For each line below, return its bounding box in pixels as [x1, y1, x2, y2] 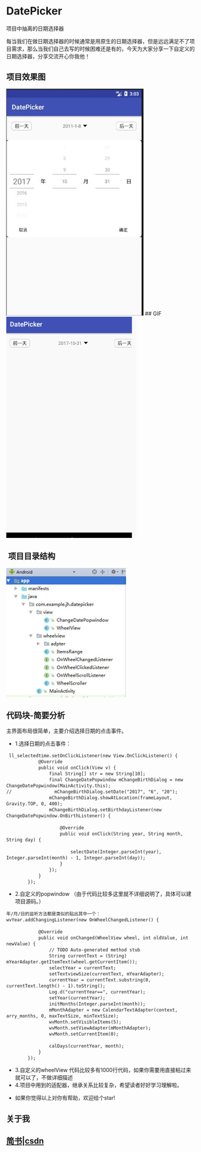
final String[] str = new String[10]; [48, 771, 146, 777]
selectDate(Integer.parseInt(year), [70, 849, 162, 855]
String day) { [6, 837, 42, 843]
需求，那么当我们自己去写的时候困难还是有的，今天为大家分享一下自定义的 [11, 45, 195, 52]
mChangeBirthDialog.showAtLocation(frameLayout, [48, 795, 172, 801]
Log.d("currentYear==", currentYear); [48, 989, 146, 995]
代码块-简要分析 [6, 710, 65, 721]
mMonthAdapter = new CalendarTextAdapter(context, [48, 1007, 178, 1013]
